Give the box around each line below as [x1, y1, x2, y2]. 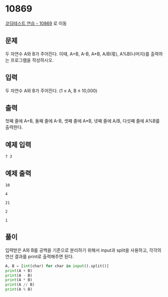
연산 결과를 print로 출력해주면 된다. [5, 253, 74, 259]
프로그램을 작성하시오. [10, 57, 54, 63]
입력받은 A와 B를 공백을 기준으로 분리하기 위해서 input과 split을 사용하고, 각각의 [5, 247, 162, 253]
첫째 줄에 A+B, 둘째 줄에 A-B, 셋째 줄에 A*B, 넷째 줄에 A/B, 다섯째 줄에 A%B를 [5, 118, 160, 124]
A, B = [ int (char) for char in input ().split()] [5, 263, 109, 268]
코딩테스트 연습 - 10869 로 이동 [5, 20, 67, 26]
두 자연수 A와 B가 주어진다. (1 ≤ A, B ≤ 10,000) [5, 88, 98, 94]
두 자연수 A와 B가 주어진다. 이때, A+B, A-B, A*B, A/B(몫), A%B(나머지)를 [5, 51, 150, 57]
